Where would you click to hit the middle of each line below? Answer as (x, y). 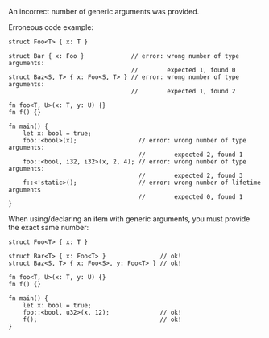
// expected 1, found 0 (183, 70)
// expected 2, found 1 (190, 155)
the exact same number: (49, 227)
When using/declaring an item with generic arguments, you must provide (129, 219)
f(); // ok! (102, 319)
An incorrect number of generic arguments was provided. (104, 12)
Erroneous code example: (51, 27)
